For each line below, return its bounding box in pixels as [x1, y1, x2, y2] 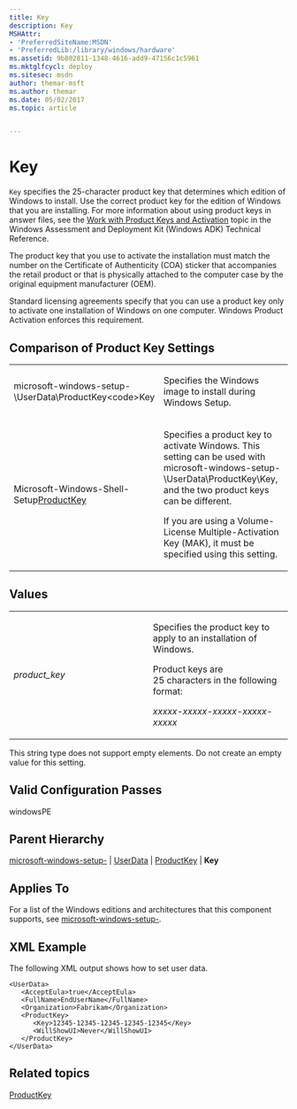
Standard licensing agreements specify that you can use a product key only [9, 296, 285, 306]
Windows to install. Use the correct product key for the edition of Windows [9, 196, 281, 206]
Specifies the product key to [153, 620, 270, 633]
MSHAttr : [9, 29, 42, 38]
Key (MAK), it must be [163, 537, 255, 549]
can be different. [163, 495, 232, 507]
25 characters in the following [153, 674, 278, 686]
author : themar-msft [9, 79, 86, 88]
